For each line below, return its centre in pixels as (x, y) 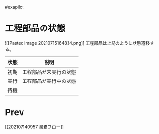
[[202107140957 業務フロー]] (34, 127)
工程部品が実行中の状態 (49, 81)
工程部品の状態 (35, 28)
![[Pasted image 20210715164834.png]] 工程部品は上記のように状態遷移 (78, 43)
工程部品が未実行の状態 (49, 72)
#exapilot (14, 7)
